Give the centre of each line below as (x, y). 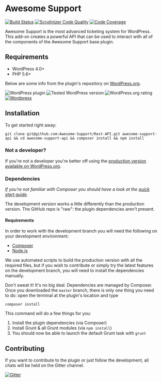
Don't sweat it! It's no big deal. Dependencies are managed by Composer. (79, 285)
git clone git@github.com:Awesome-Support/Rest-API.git (63, 134)
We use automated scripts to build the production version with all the (74, 260)
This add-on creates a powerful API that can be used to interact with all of (79, 36)
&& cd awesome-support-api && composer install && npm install (79, 138)
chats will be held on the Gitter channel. (45, 365)
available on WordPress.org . (33, 166)
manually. (15, 276)
